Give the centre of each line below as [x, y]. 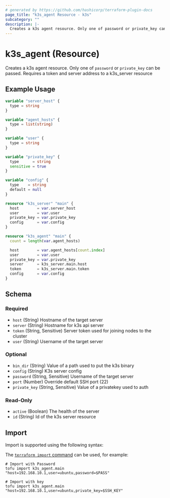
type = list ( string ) [31, 124]
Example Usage [30, 89]
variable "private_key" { [32, 157]
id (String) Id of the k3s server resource [54, 417]
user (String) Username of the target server [58, 341]
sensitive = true [28, 166]
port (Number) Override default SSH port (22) [60, 382]
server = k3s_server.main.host [48, 264]
